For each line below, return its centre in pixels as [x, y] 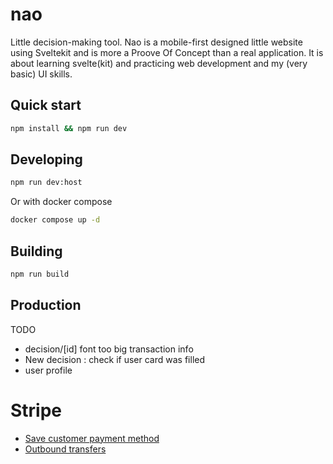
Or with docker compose [61, 202]
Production [46, 305]
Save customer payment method [92, 438]
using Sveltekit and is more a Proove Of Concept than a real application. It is [167, 52]
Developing [46, 159]
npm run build [40, 274]
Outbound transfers [65, 449]
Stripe [36, 410]
